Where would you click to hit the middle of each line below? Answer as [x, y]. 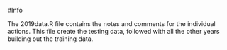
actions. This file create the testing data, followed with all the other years [113, 31]
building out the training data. [50, 39]
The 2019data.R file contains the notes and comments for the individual [111, 24]
